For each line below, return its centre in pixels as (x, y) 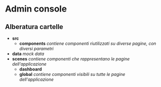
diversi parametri (36, 49)
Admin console (36, 9)
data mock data (28, 54)
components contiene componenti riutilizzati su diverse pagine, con (88, 43)
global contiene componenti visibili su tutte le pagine (72, 74)
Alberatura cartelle (34, 27)
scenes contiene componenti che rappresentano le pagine (71, 59)
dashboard (31, 69)
